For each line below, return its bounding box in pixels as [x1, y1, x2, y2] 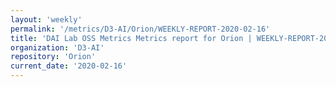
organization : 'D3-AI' [10, 42, 105, 53]
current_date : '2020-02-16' [10, 61, 128, 71]
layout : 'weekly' [10, 14, 83, 25]
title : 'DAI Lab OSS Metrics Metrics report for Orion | [10, 33, 253, 43]
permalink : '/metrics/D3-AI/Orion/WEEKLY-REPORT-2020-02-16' [10, 24, 271, 34]
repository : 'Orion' [10, 52, 97, 62]
